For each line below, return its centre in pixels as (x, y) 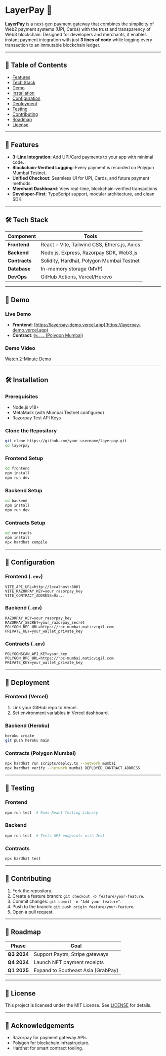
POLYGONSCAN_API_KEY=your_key (36, 654)
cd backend (16, 501)
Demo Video (20, 348)
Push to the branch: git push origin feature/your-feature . (73, 906)
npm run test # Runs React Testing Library (52, 813)
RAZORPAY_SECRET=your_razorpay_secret (45, 622)
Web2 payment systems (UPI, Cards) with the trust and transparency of (78, 29)
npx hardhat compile (26, 542)
